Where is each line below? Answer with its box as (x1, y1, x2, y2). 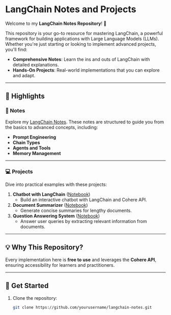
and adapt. (12, 72, 36, 78)
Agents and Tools (12, 145, 51, 151)
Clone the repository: (12, 295, 58, 301)
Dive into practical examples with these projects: (5, 181, 107, 187)
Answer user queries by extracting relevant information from (20, 218, 147, 224)
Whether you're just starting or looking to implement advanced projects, (5, 41, 156, 47)
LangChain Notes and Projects (5, 4, 136, 15)
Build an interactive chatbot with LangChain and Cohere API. (20, 197, 148, 203)
